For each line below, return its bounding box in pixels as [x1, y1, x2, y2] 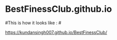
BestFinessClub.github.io [5, 3, 112, 15]
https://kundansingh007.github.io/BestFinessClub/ [5, 29, 108, 35]
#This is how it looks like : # [5, 20, 62, 26]
